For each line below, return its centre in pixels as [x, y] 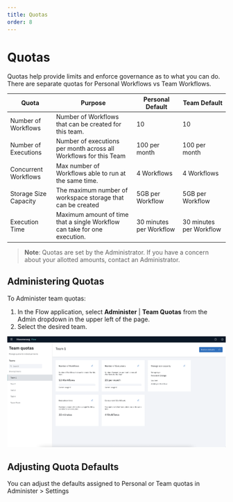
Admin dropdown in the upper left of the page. [84, 319]
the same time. [77, 180]
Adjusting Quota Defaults [63, 467]
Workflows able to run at [91, 173]
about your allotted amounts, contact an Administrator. [102, 259]
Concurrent [26, 170]
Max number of [78, 165]
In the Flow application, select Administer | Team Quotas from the [112, 311]
